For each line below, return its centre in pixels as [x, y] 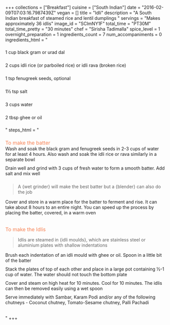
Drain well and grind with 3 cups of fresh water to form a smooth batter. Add [85, 168]
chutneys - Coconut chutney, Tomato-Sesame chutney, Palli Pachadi [77, 302]
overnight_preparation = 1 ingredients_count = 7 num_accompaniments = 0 [84, 34]
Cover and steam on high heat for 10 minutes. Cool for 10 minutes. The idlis [84, 283]
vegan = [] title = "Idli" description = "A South [105, 13]
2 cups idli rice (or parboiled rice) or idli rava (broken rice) [66, 65]
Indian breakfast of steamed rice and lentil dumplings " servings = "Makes [83, 18]
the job [25, 192]
